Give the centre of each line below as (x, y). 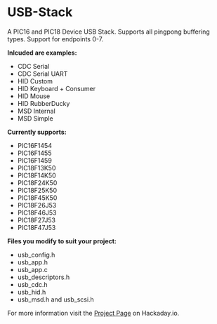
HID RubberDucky (44, 103)
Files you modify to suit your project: (62, 241)
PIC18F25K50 (37, 190)
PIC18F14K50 (37, 175)
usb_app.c (32, 269)
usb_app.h (32, 262)
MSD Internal (37, 111)
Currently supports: (37, 132)
